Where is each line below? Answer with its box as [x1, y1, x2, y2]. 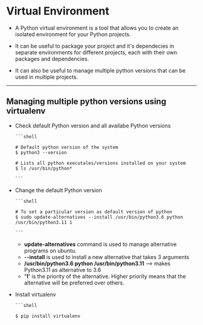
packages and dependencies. [14, 55, 89, 62]
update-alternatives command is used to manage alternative [24, 240, 177, 248]
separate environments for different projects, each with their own [14, 48, 178, 56]
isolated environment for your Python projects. [14, 30, 131, 37]
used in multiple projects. [14, 73, 79, 80]
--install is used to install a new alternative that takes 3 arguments [24, 253, 190, 260]
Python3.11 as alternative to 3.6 [24, 266, 101, 273]
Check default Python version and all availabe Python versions [14, 122, 171, 129]
